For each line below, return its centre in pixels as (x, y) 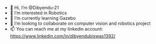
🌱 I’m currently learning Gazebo (43, 18)
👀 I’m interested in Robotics (38, 13)
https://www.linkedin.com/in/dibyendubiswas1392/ (63, 36)
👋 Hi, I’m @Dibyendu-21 (34, 8)
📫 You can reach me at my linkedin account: (56, 29)
